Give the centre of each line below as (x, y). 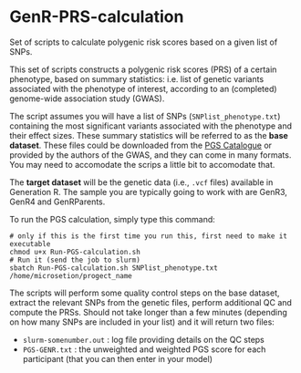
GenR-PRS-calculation (97, 17)
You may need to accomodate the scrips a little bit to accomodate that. (142, 164)
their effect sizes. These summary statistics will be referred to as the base (149, 135)
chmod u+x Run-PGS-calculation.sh (75, 252)
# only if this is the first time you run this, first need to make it (148, 236)
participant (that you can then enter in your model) (117, 358)
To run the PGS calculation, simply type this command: (113, 219)
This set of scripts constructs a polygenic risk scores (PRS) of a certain (143, 69)
